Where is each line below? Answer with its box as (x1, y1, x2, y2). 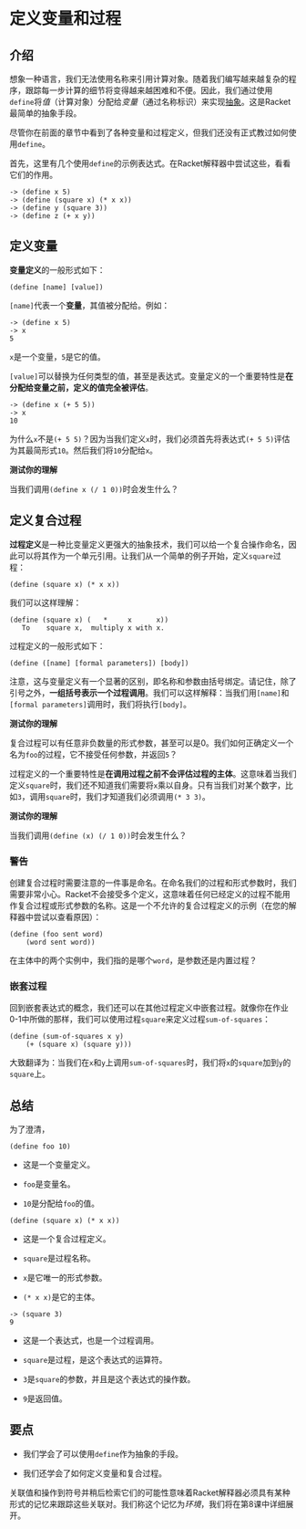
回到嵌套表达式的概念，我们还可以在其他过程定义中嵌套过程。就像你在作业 (9, 1002, 289, 1013)
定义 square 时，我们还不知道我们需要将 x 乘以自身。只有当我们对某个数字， (9, 780, 286, 791)
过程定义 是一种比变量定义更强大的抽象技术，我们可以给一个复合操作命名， (9, 539, 289, 550)
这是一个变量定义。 (22, 1159, 96, 1170)
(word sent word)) (25, 937, 96, 947)
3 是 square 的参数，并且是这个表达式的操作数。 (22, 1374, 196, 1385)
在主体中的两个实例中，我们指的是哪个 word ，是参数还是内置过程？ (9, 955, 258, 966)
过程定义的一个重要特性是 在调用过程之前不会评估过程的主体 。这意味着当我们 (9, 768, 297, 779)
